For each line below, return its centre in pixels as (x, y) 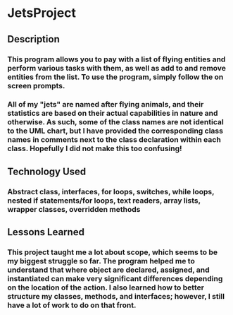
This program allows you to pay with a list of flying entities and (116, 59)
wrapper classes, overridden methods (74, 209)
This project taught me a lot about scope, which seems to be (113, 252)
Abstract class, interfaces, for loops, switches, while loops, (111, 191)
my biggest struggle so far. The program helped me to (101, 261)
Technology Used (47, 171)
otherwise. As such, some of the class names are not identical (115, 122)
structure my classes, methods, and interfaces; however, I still (116, 297)
